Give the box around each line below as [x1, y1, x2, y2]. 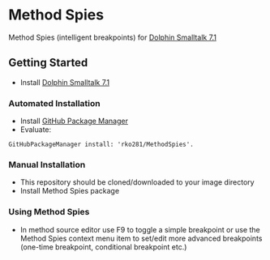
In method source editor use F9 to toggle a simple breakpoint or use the [19, 224, 261, 234]
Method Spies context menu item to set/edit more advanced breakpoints [19, 233, 263, 243]
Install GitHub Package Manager [19, 116, 128, 126]
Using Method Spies [8, 207, 90, 218]
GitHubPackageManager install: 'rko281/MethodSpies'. [8, 140, 195, 149]
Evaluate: [19, 125, 52, 134]
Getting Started [8, 56, 88, 70]
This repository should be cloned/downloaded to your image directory [19, 177, 255, 187]
